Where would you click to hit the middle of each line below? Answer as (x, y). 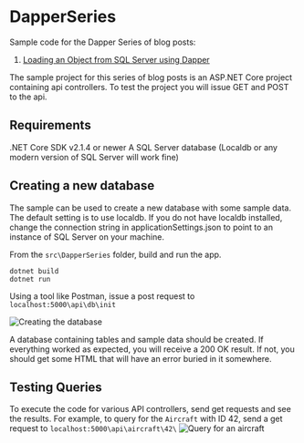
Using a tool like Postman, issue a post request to (102, 296)
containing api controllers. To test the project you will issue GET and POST (149, 87)
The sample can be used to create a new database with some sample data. (151, 208)
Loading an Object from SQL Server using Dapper (116, 59)
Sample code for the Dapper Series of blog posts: (103, 42)
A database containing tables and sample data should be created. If (136, 339)
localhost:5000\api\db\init (63, 304)
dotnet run (30, 279)
